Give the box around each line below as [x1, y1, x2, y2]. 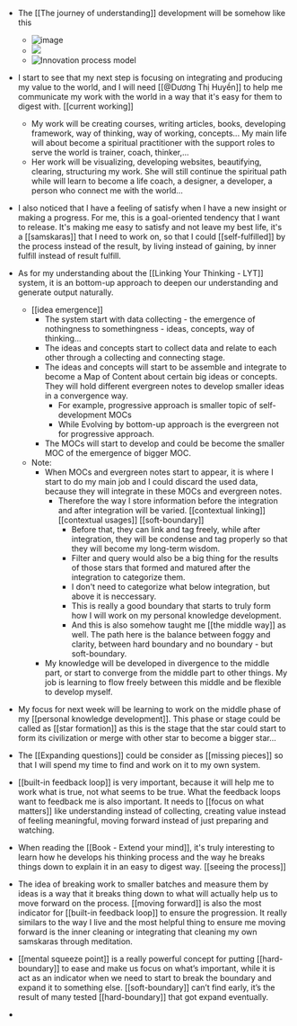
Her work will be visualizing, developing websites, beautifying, [31, 156, 262, 167]
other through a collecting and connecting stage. [44, 352, 226, 362]
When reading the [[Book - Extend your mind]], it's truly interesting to [17, 843, 275, 852]
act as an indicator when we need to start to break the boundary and [17, 973, 272, 983]
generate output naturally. [17, 287, 114, 298]
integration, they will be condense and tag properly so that [71, 534, 288, 544]
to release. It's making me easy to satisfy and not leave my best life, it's [17, 222, 283, 232]
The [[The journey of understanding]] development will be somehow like [17, 8, 285, 18]
